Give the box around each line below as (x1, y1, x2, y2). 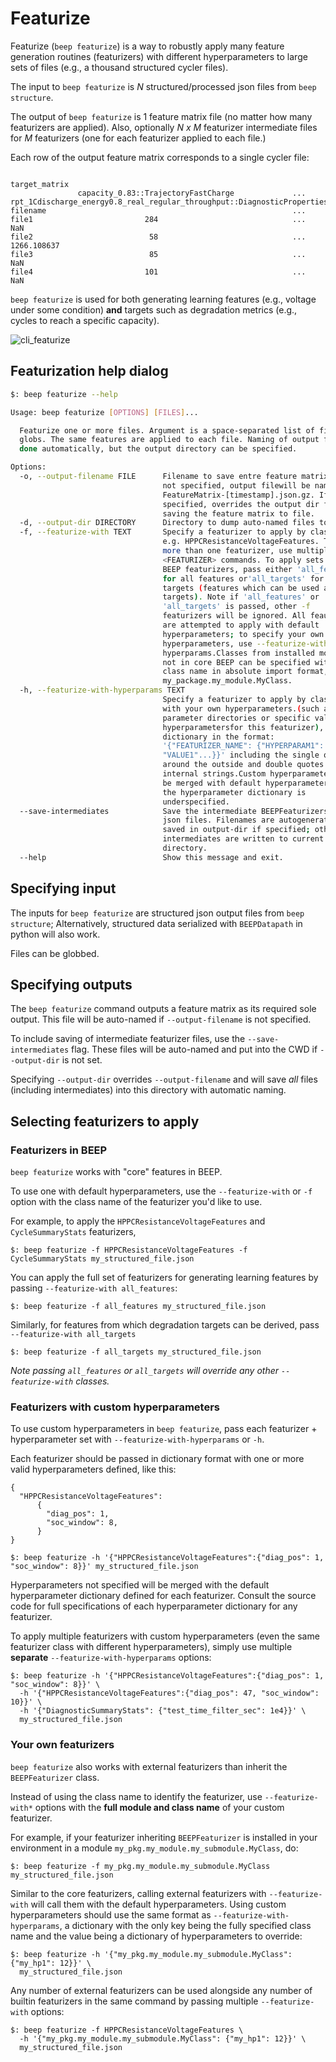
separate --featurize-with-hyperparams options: (10, 1652, 212, 1664)
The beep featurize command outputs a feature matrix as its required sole (10, 1003, 317, 1015)
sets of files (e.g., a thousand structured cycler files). (10, 61, 229, 73)
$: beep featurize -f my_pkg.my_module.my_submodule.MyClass (10, 1861, 271, 1871)
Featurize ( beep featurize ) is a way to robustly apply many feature (10, 40, 285, 52)
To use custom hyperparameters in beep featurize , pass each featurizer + (10, 1423, 318, 1435)
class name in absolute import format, (162, 667, 329, 677)
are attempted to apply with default (162, 620, 320, 630)
